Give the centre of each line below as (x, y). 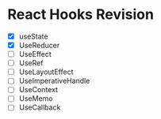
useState (33, 36)
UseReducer (39, 45)
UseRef (31, 63)
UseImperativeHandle (54, 81)
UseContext (38, 90)
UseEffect (35, 54)
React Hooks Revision (80, 15)
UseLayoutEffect (46, 72)
